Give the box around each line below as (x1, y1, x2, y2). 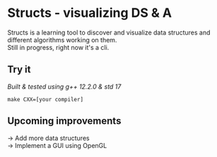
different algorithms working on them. (7, 35, 117, 44)
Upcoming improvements (7, 115, 122, 127)
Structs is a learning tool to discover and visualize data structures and (7, 28, 211, 37)
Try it (7, 63, 31, 75)
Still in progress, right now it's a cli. (7, 43, 110, 51)
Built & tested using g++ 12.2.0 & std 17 (7, 82, 122, 91)
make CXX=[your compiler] (7, 96, 83, 103)
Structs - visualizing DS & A (7, 5, 172, 21)
